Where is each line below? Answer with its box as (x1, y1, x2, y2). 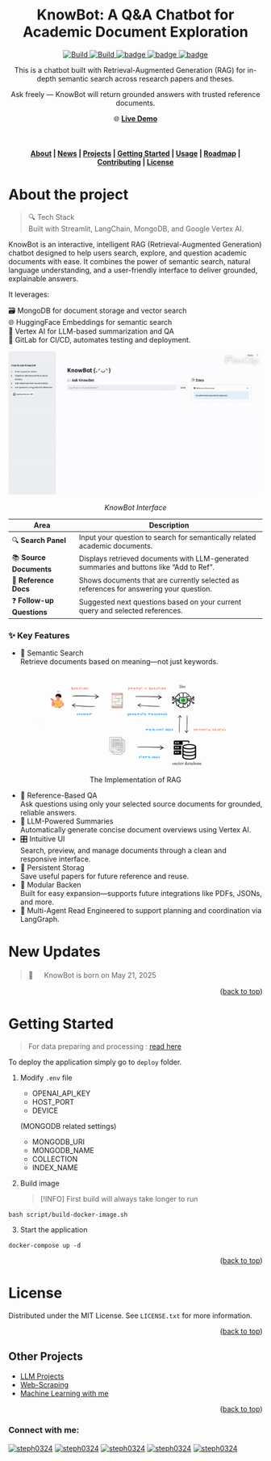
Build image (19, 1178, 60, 1189)
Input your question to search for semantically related (79, 532, 256, 542)
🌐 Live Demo (113, 113, 158, 123)
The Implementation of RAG (90, 775, 181, 785)
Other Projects (8, 1349, 83, 1363)
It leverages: (8, 289, 50, 300)
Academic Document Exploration (23, 23, 248, 41)
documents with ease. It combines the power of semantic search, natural (8, 257, 251, 267)
